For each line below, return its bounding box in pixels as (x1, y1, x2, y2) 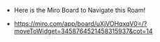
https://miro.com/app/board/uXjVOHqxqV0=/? (13, 20, 147, 27)
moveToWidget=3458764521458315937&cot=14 (13, 27, 153, 35)
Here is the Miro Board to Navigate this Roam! (13, 6, 145, 14)
